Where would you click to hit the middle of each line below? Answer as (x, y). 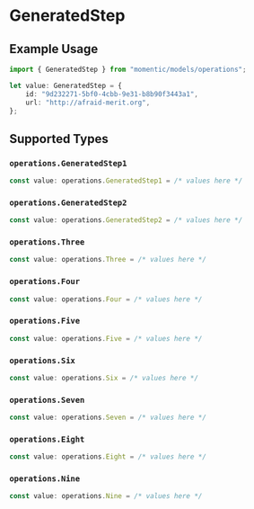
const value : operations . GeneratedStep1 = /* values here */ (126, 181)
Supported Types (59, 139)
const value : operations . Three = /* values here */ (108, 260)
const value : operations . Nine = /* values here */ (106, 496)
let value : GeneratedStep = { (66, 85)
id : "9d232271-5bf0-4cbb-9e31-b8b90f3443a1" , (112, 94)
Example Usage (54, 49)
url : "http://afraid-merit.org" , (88, 103)
